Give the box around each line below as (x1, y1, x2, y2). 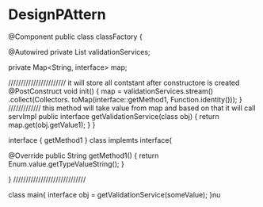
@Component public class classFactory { (8, 32, 143, 41)
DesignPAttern (8, 6, 106, 24)
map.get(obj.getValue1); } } (8, 120, 96, 129)
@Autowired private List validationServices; (8, 47, 151, 56)
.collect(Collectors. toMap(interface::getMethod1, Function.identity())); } (8, 94, 243, 104)
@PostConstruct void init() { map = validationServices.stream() (8, 86, 214, 96)
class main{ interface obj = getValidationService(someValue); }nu (8, 190, 221, 199)
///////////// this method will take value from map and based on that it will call (8, 103, 256, 113)
